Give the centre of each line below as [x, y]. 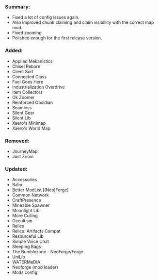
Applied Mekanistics [32, 61]
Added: [14, 50]
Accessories [24, 180]
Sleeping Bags [26, 247]
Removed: [17, 141]
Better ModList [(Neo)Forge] [40, 190]
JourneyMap [25, 151]
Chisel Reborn [26, 66]
